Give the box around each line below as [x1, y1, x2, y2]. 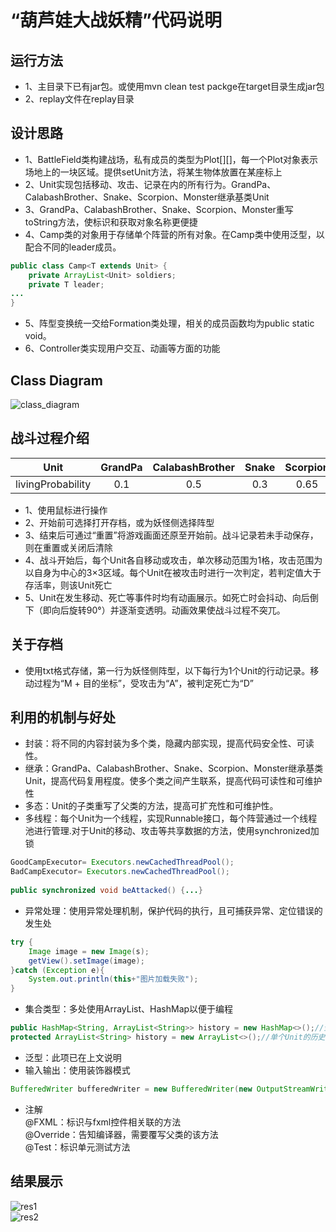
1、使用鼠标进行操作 [24, 504, 108, 516]
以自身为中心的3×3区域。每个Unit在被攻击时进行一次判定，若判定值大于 [24, 566, 322, 578]
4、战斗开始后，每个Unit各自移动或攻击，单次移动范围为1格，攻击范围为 [24, 554, 323, 566]
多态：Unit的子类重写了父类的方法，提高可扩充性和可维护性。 [24, 800, 279, 812]
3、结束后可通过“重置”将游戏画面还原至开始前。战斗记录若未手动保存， [24, 529, 319, 541]
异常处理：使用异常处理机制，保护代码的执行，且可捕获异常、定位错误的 [24, 904, 323, 916]
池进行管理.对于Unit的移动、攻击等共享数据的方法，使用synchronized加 [24, 825, 320, 837]
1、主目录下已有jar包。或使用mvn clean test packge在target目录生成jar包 [24, 81, 325, 92]
